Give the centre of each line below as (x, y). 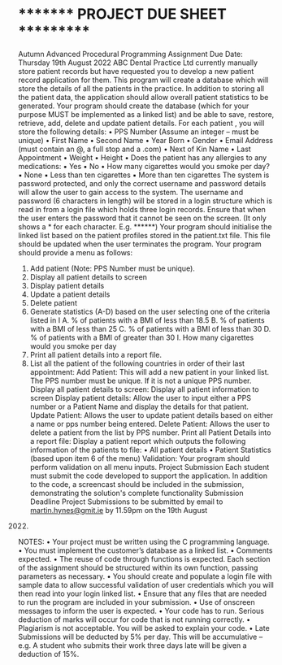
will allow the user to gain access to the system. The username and (131, 192)
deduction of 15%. (49, 654)
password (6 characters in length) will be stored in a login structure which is (145, 201)
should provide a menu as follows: (76, 252)
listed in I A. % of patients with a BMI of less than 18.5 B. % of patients (147, 320)
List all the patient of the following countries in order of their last (137, 363)
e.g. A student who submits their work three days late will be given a (132, 645)
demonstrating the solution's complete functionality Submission (137, 493)
